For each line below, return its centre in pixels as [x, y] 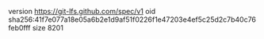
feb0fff [19, 28]
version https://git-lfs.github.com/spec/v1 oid [82, 11]
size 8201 [48, 28]
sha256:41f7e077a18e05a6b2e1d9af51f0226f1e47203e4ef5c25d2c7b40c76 [132, 19]
